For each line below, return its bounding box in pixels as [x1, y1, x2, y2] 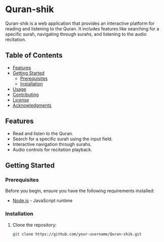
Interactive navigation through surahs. [12, 141, 92, 147]
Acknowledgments [12, 102, 52, 108]
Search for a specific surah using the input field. [12, 136, 113, 142]
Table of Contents [5, 51, 63, 60]
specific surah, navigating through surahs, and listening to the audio [5, 31, 147, 37]
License [12, 97, 29, 103]
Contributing [12, 91, 39, 97]
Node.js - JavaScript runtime [12, 197, 73, 204]
